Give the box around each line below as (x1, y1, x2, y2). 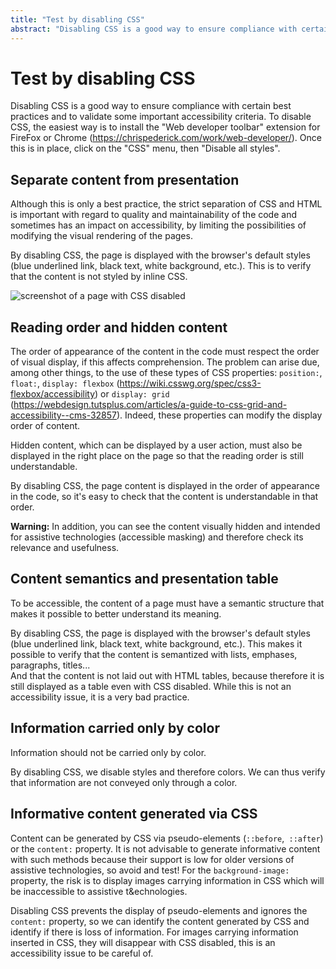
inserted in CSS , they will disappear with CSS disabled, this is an (10, 936, 276, 948)
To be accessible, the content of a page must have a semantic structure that (10, 597, 325, 609)
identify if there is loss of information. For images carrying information (10, 926, 299, 938)
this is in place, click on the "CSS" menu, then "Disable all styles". (10, 142, 281, 155)
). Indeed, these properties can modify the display (116, 409, 323, 421)
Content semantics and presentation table (10, 571, 279, 588)
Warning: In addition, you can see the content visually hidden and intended (10, 521, 321, 533)
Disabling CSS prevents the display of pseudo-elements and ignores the (10, 904, 308, 916)
